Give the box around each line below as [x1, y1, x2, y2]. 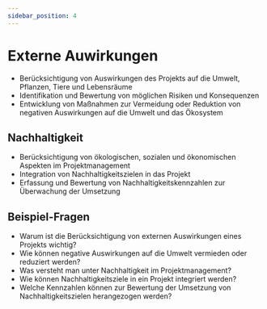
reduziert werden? [19, 257, 81, 267]
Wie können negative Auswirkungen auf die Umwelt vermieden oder [19, 248, 248, 258]
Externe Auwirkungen [7, 46, 159, 65]
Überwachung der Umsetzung [19, 186, 121, 196]
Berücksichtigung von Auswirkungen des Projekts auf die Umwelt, [19, 73, 240, 83]
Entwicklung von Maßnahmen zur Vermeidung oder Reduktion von [19, 98, 241, 109]
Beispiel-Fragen [7, 210, 91, 223]
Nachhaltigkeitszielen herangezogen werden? [19, 291, 172, 301]
